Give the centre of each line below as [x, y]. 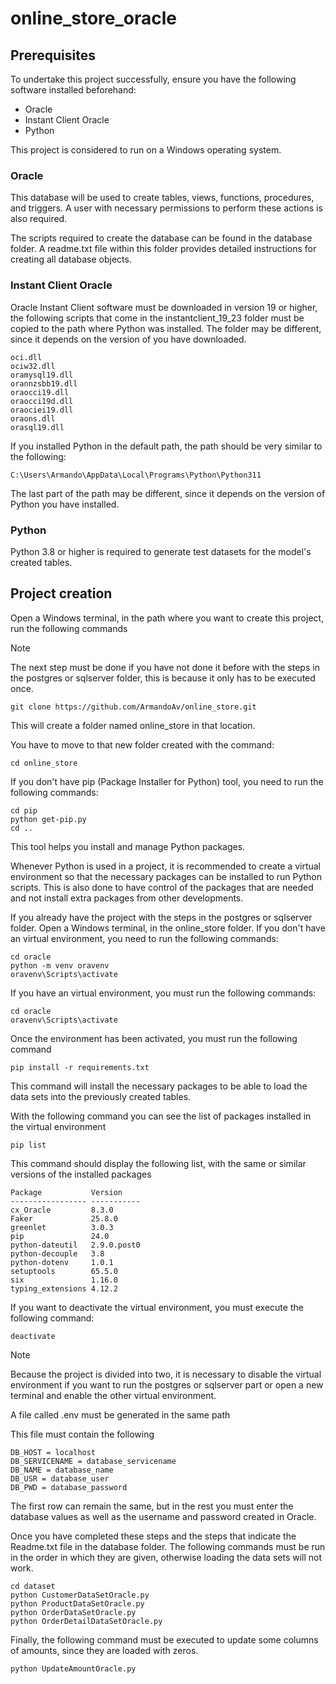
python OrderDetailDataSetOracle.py [86, 1621]
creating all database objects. [71, 259]
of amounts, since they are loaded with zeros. [104, 1650]
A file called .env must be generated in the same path [120, 1414]
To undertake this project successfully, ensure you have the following [153, 79]
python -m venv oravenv [60, 965]
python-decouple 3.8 [57, 1253]
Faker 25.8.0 [64, 1218]
